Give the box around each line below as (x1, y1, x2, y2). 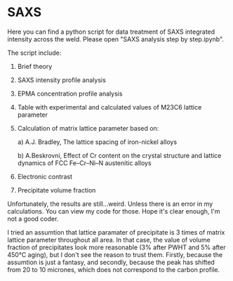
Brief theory (17, 62, 53, 70)
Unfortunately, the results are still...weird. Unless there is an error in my (7, 200, 213, 208)
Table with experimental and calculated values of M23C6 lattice (17, 103, 202, 111)
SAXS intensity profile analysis (17, 75, 107, 84)
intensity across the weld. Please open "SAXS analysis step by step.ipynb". (7, 34, 225, 43)
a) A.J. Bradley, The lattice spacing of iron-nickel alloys (17, 138, 178, 146)
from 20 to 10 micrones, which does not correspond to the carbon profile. (7, 265, 220, 274)
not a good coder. (7, 214, 59, 223)
